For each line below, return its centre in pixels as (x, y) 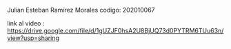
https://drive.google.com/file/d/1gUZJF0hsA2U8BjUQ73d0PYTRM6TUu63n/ (115, 31)
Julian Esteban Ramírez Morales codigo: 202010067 (81, 10)
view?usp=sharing (33, 38)
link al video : (26, 23)
